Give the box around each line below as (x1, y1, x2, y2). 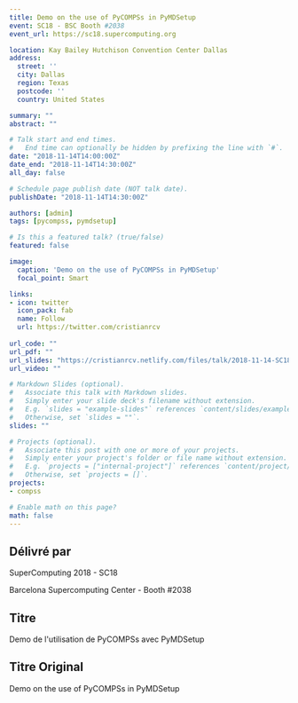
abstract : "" (9, 119, 58, 129)
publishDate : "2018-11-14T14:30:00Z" (9, 193, 149, 201)
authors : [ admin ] (9, 209, 74, 217)
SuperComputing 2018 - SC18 (9, 567, 118, 578)
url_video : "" (9, 364, 62, 373)
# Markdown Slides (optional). (9, 380, 125, 389)
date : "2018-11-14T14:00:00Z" (9, 152, 122, 161)
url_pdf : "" (9, 347, 53, 356)
